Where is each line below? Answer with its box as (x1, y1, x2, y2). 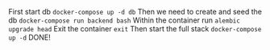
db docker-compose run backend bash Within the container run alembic (8, 15, 240, 25)
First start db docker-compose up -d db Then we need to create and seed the (8, 7, 262, 16)
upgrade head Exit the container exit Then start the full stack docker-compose (8, 24, 262, 33)
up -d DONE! (8, 32, 51, 42)
